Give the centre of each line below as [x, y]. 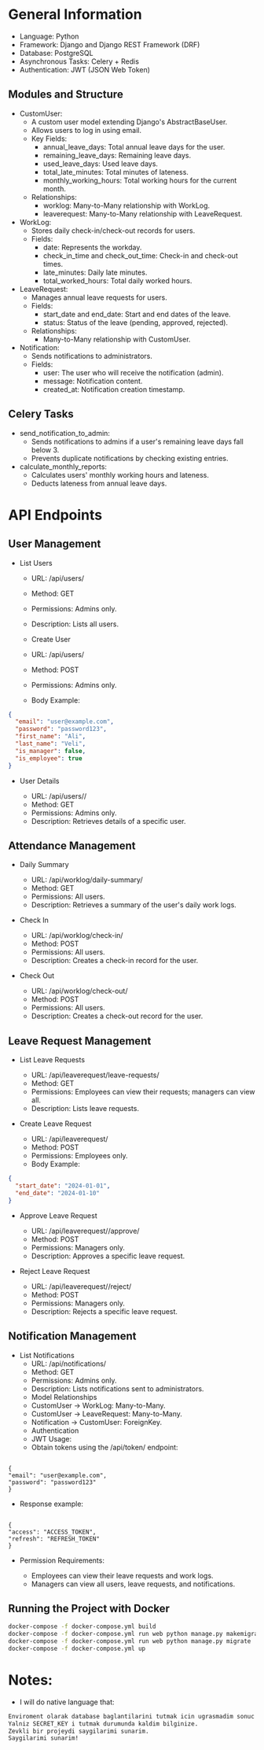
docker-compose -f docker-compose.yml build [82, 1626]
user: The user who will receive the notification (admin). [133, 372]
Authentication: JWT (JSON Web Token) [85, 69]
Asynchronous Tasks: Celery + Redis [79, 61]
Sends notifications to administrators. [92, 356]
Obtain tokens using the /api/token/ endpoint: [104, 1447]
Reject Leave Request [55, 1271]
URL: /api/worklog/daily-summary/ [87, 880]
